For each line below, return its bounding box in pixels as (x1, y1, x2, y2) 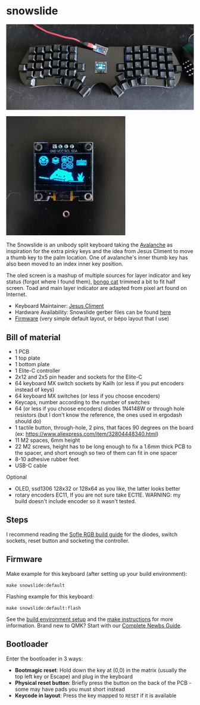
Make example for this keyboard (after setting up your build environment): (6, 570, 187, 577)
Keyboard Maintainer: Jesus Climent (14, 302, 104, 310)
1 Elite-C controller (14, 367, 61, 375)
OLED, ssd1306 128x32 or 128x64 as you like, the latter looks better (14, 485, 180, 492)
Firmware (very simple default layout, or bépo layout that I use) (14, 315, 170, 322)
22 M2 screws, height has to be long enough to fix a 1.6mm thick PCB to (14, 443, 192, 450)
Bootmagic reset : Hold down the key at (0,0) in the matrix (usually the (14, 666, 187, 673)
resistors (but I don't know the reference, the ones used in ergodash (14, 411, 183, 419)
